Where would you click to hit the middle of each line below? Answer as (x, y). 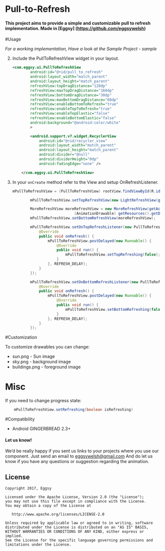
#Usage (13, 39)
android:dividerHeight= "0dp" (68, 159)
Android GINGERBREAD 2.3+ (41, 429)
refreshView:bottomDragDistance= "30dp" (71, 95)
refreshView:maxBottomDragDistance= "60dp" (74, 100)
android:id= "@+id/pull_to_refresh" (67, 72)
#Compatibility (20, 419)
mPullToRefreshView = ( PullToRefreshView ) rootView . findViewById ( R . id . (87, 191)
